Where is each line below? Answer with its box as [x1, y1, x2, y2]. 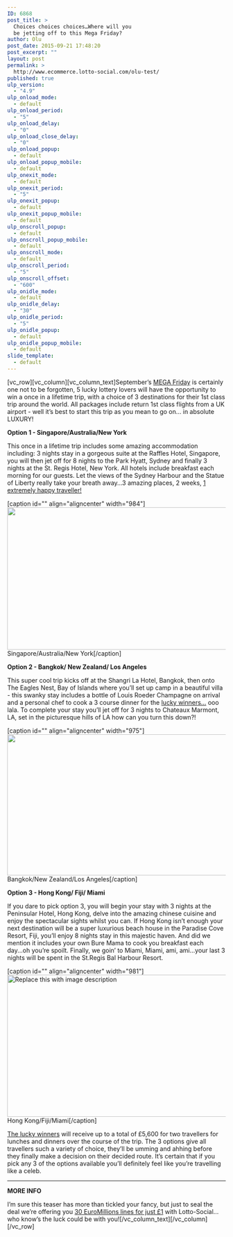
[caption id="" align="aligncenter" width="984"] [7, 499, 146, 508]
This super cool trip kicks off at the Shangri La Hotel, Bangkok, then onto [7, 676, 215, 684]
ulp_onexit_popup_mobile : [7, 210, 82, 217]
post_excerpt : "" [7, 49, 58, 56]
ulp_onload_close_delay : [7, 133, 79, 140]
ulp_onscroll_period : [7, 262, 70, 269]
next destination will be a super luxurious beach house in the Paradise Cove [7, 924, 224, 932]
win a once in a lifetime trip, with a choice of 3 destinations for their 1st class [7, 392, 225, 401]
